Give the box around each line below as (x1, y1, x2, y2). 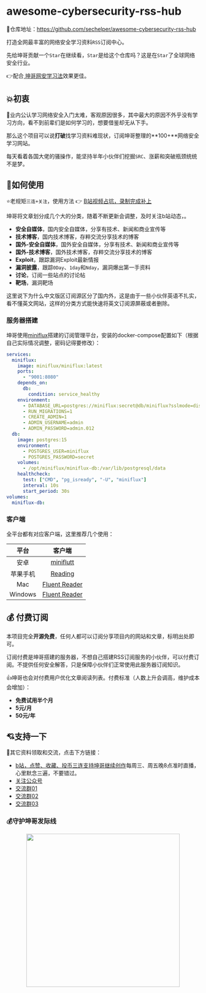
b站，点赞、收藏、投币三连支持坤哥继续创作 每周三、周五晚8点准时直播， (15, 762, 200, 769)
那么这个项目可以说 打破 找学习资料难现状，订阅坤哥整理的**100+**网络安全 (6, 132, 199, 139)
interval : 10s (22, 482, 59, 489)
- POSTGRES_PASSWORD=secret (22, 454, 95, 460)
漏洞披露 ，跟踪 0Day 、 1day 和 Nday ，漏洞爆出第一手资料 (15, 264, 151, 271)
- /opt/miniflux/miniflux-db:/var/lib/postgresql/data (22, 465, 166, 471)
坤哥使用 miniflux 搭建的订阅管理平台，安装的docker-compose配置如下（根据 (6, 331, 199, 338)
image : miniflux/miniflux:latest (17, 363, 103, 369)
